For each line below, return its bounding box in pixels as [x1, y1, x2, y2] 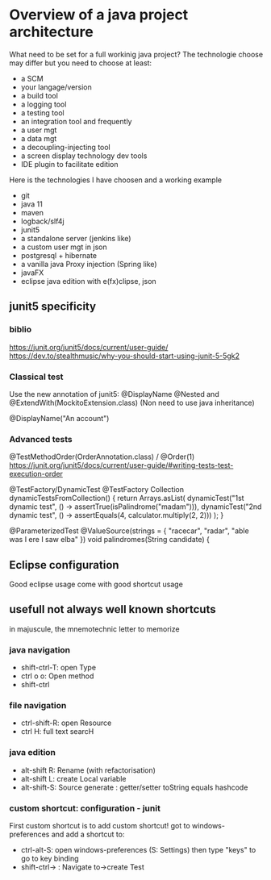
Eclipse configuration [9, 558, 119, 572]
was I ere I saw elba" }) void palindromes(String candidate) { [9, 535, 211, 544]
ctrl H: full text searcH [20, 727, 94, 736]
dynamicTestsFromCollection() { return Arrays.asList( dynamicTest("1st [9, 494, 244, 503]
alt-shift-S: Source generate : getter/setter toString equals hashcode [20, 782, 248, 792]
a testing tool [20, 107, 65, 118]
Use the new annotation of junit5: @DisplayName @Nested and [9, 389, 220, 398]
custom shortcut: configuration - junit [9, 803, 161, 814]
